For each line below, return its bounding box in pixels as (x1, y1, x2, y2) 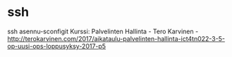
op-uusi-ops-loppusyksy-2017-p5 (7, 42, 106, 50)
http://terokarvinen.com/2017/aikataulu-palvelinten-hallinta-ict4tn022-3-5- (7, 34, 226, 42)
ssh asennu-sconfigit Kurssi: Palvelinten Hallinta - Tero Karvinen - (7, 27, 199, 35)
